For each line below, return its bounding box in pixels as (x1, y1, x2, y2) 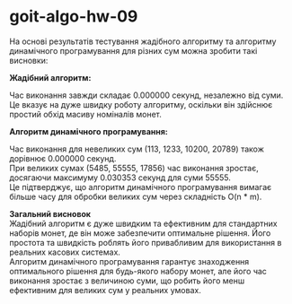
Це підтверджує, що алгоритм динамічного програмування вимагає (9, 181, 272, 192)
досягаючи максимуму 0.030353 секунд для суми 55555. (9, 172, 231, 183)
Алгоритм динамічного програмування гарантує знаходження (9, 256, 250, 266)
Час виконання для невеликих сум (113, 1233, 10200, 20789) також (9, 143, 265, 154)
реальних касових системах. (9, 247, 121, 257)
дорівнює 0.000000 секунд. (9, 152, 117, 163)
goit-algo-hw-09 (9, 6, 138, 27)
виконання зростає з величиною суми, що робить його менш (9, 275, 245, 286)
